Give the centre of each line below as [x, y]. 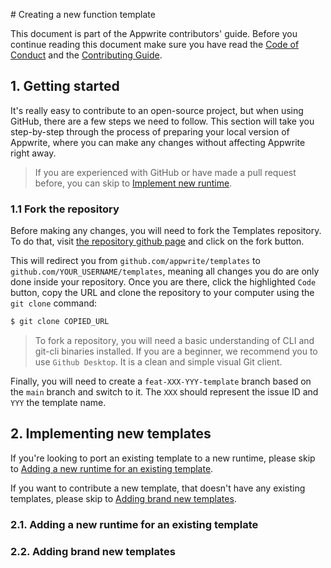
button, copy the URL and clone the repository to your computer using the [162, 293]
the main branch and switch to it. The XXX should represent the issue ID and [164, 391]
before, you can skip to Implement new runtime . [133, 183]
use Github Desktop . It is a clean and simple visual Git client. [158, 361]
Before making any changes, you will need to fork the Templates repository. [166, 231]
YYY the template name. [58, 402]
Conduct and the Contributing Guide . [86, 55]
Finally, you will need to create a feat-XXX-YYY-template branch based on [161, 381]
